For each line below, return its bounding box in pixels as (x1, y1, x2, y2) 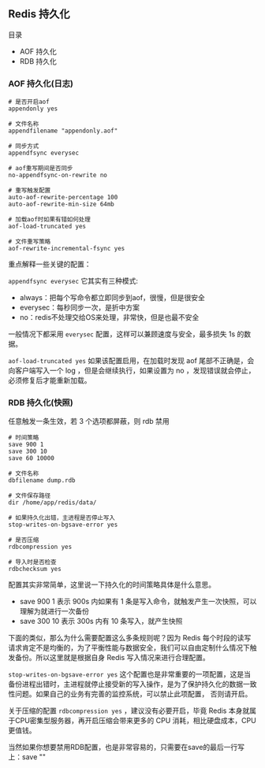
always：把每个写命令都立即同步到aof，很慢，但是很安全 (19, 293, 205, 302)
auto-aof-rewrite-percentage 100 (8, 194, 118, 202)
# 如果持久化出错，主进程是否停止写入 (8, 514, 116, 522)
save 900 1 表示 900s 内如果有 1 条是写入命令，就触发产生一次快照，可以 (19, 597, 257, 607)
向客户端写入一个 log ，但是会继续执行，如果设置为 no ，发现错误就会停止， (8, 365, 256, 376)
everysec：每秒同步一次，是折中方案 (19, 302, 140, 313)
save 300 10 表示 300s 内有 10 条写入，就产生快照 (19, 617, 183, 626)
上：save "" (8, 752, 46, 762)
